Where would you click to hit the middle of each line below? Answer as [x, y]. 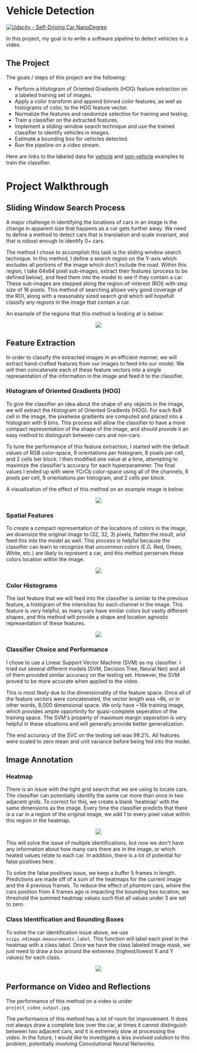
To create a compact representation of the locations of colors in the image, [96, 528]
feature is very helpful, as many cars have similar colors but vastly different [97, 611]
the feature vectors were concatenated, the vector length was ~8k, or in [93, 699]
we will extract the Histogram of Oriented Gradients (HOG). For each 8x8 [94, 410]
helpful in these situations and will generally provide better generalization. [95, 723]
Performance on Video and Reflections [79, 987]
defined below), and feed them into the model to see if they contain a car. [95, 277]
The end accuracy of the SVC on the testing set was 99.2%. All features [93, 735]
